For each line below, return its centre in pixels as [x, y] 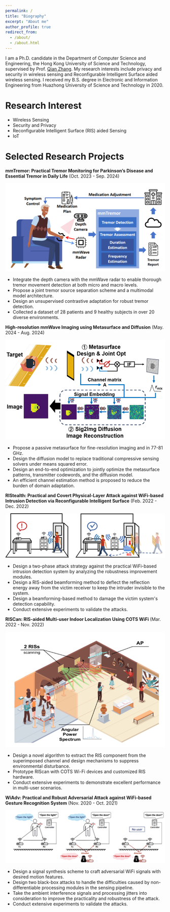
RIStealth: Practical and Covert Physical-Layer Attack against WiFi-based [84, 496]
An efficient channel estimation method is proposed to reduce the [81, 480]
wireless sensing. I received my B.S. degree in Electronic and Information [82, 79]
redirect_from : [21, 32]
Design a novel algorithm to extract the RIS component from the [79, 755]
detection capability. [34, 604]
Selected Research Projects [65, 156]
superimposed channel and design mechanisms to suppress [76, 761]
